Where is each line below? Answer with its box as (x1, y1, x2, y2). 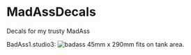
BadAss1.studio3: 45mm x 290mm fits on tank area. (6, 40, 185, 48)
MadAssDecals (6, 4, 97, 20)
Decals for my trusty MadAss (6, 27, 90, 35)
